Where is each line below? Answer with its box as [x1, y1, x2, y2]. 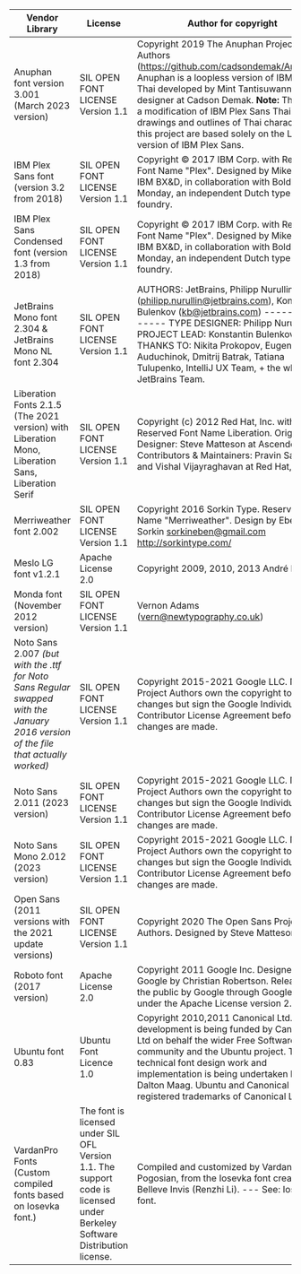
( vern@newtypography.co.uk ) [137, 611, 264, 622]
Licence [79, 1057, 114, 1069]
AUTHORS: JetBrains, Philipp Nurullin [137, 283, 294, 295]
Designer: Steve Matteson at [137, 438, 257, 450]
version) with [13, 421, 69, 433]
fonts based [13, 1189, 64, 1200]
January [13, 715, 49, 727]
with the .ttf [13, 659, 62, 671]
